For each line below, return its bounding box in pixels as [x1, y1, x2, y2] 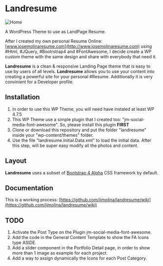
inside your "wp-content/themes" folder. [12, 132, 94, 138]
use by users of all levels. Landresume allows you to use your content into [5, 68, 155, 74]
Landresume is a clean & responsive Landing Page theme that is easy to [5, 63, 151, 69]
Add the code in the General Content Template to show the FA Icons [12, 235, 149, 241]
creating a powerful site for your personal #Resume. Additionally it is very [5, 73, 153, 79]
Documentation [5, 184, 54, 192]
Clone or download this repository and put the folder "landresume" [12, 127, 146, 133]
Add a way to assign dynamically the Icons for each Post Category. [12, 255, 147, 261]
